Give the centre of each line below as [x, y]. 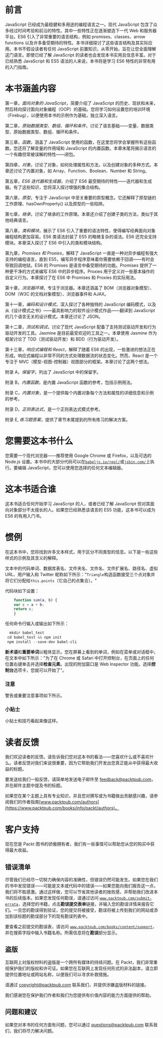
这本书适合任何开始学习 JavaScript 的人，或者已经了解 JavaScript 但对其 [78, 503]
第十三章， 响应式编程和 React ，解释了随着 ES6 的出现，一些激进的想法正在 [80, 349]
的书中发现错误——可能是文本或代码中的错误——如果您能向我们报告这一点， [81, 886]
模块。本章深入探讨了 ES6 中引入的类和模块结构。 [55, 242]
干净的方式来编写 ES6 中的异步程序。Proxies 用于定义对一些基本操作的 [84, 271]
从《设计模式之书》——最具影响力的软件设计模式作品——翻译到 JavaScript [80, 310]
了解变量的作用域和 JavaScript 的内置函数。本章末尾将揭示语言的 [91, 148]
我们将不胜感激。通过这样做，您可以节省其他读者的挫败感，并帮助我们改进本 [81, 892]
